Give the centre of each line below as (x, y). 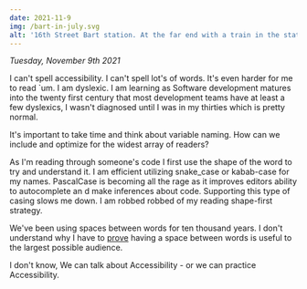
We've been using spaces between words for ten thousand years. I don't (146, 228)
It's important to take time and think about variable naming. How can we (145, 135)
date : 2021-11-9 (40, 18)
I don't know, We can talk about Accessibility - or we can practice (133, 265)
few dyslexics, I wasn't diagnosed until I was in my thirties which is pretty (148, 108)
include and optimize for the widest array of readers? (110, 144)
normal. (24, 117)
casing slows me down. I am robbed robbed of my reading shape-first (141, 201)
